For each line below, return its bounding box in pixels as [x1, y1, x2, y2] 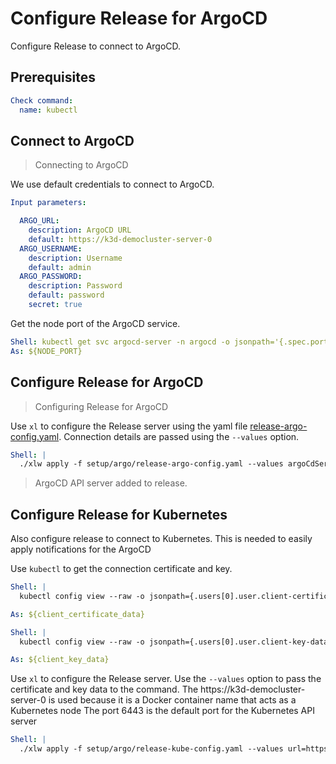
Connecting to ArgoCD [34, 159, 129, 171]
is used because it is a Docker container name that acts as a [48, 694, 297, 706]
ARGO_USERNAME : [19, 243, 83, 254]
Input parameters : [10, 198, 87, 208]
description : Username [28, 253, 123, 263]
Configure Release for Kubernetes [10, 506, 228, 523]
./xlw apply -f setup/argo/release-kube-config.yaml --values [19, 744, 284, 754]
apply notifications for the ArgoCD [10, 543, 152, 556]
